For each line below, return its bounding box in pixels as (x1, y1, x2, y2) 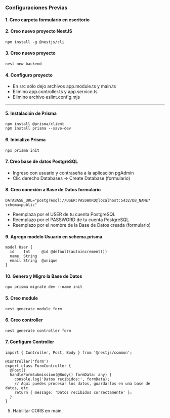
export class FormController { (5, 363, 71, 368)
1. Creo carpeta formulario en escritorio (5, 17, 90, 23)
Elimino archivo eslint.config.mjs (12, 94, 80, 100)
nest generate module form (5, 306, 62, 311)
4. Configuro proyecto (5, 72, 53, 78)
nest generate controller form (5, 328, 71, 333)
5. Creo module (5, 295, 38, 301)
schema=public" (5, 202, 37, 207)
